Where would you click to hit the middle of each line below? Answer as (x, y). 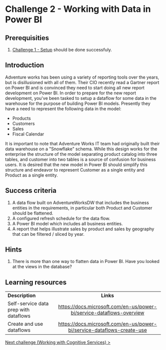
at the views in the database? (42, 267)
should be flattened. (33, 213)
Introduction (25, 65)
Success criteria (31, 191)
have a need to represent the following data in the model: (63, 109)
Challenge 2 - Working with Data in (78, 9)
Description (22, 296)
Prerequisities (27, 38)
